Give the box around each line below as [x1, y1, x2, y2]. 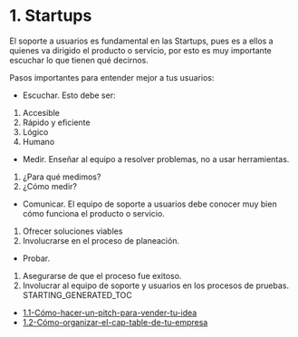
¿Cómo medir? [22, 180, 77, 191]
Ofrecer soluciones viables [22, 226, 123, 236]
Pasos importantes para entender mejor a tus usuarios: [9, 72, 215, 82]
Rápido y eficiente [22, 117, 91, 128]
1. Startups [9, 5, 92, 26]
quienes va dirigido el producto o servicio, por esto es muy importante [9, 44, 272, 55]
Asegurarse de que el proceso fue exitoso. [22, 270, 182, 281]
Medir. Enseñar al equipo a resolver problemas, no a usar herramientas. [22, 153, 290, 164]
